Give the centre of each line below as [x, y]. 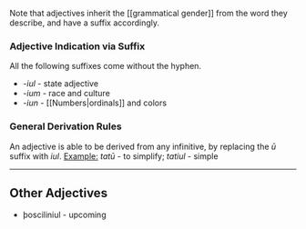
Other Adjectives [58, 193]
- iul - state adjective [60, 84]
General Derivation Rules [66, 126]
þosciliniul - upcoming [64, 215]
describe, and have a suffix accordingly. [85, 23]
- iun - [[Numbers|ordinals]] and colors [94, 103]
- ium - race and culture [66, 94]
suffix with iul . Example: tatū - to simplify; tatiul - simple [114, 156]
